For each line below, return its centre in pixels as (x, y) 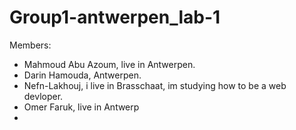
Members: (30, 45)
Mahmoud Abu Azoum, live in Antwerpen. (109, 64)
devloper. (43, 96)
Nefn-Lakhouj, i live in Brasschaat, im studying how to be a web (155, 85)
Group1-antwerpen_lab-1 (115, 17)
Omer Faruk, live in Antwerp (81, 107)
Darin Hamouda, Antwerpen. (82, 75)
